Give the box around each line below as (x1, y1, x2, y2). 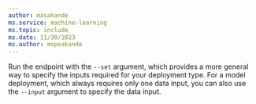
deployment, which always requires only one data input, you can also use (8, 79, 247, 88)
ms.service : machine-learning (8, 19, 108, 27)
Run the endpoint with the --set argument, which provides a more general (8, 62, 249, 71)
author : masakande (8, 11, 69, 20)
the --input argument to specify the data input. (8, 87, 161, 96)
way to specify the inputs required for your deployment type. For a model (8, 70, 246, 80)
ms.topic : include (8, 26, 69, 34)
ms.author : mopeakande (8, 41, 83, 48)
